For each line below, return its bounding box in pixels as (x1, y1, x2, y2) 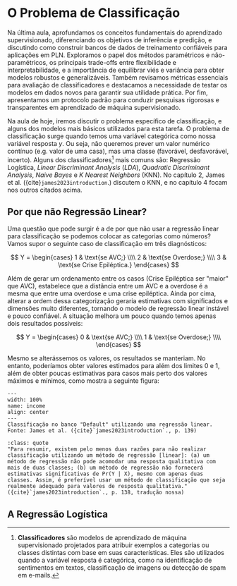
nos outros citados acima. (7, 185, 83, 194)
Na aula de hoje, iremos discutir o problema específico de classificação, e (7, 116, 222, 125)
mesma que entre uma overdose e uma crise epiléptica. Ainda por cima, (7, 289, 217, 298)
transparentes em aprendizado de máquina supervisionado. (7, 103, 181, 111)
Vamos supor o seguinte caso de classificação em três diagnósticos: (7, 240, 207, 248)
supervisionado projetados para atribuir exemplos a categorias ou (17, 541, 209, 549)
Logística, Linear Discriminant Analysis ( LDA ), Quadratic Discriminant (7, 163, 210, 171)
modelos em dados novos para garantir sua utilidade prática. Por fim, (7, 88, 208, 97)
